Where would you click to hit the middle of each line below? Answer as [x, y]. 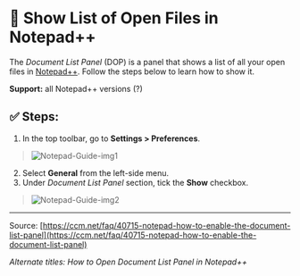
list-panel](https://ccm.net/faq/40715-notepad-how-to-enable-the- [133, 235]
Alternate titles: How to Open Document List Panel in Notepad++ [128, 262]
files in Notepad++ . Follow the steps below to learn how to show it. [132, 71]
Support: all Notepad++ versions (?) [76, 88]
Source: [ [26, 225]
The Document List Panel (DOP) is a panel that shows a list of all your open [147, 62]
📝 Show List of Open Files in [114, 18]
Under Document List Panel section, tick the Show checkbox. [135, 182]
